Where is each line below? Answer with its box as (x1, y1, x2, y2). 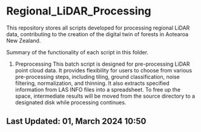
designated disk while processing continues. (15, 98, 127, 106)
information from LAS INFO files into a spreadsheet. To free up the (15, 86, 180, 93)
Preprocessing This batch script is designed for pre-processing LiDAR (15, 60, 190, 68)
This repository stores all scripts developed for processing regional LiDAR (6, 24, 190, 31)
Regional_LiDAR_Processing (6, 4, 151, 18)
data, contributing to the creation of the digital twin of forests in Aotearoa (6, 30, 189, 37)
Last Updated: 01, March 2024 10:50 (6, 116, 147, 127)
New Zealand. (6, 37, 41, 44)
